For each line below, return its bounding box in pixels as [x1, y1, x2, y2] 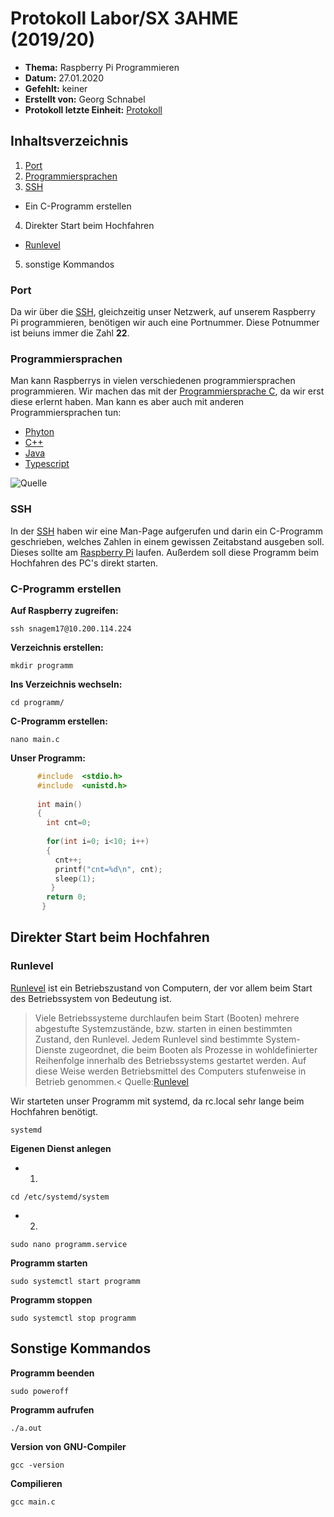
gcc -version [10, 1460, 65, 1470]
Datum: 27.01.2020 [24, 72, 104, 84]
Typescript [24, 458, 70, 470]
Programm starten [10, 1257, 88, 1269]
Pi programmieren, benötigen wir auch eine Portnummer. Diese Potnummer [10, 317, 320, 329]
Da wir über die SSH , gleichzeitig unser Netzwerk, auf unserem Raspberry [10, 306, 316, 318]
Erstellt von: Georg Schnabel [24, 93, 146, 105]
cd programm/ [10, 697, 65, 707]
